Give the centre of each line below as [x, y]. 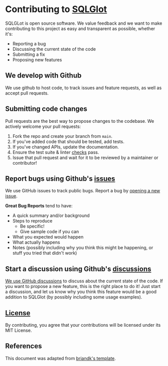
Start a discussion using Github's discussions [78, 269]
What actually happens [36, 242]
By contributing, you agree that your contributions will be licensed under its [83, 325]
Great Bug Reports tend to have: [39, 206]
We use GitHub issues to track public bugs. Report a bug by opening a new [83, 191]
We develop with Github [43, 76]
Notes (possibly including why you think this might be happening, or [83, 248]
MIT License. [19, 330]
